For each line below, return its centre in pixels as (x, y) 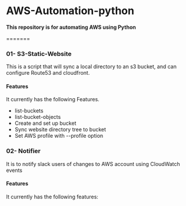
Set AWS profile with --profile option (59, 136)
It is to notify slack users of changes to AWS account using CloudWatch (93, 164)
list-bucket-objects (38, 117)
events (14, 170)
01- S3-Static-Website (39, 54)
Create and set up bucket (45, 123)
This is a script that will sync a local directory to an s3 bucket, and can (91, 67)
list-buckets (29, 111)
